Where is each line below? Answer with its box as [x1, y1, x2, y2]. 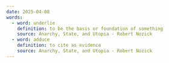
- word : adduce [11, 37, 50, 43]
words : [6, 14, 23, 20]
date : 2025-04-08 [6, 8, 50, 15]
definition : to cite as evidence [17, 43, 101, 49]
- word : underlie [11, 20, 56, 26]
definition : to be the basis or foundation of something [17, 25, 164, 32]
